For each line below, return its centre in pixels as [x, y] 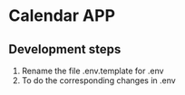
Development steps [65, 49]
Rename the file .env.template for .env [92, 71]
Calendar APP [62, 16]
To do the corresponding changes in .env [98, 81]
